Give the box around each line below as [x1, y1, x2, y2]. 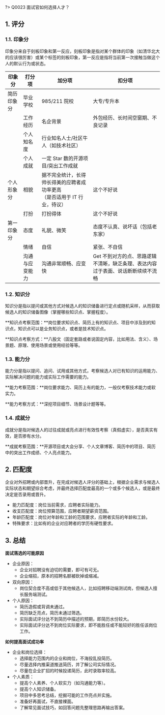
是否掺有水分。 [13, 433, 44, 439]
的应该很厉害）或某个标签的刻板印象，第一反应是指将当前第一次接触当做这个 [5, 54, 160, 60]
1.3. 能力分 [5, 356, 30, 363]
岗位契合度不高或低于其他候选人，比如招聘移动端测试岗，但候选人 [19, 585, 153, 591]
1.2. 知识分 [5, 291, 30, 298]
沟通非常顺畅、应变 [41, 260, 86, 267]
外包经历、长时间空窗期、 [93, 114, 152, 121]
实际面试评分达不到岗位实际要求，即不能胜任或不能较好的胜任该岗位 [19, 622, 158, 628]
